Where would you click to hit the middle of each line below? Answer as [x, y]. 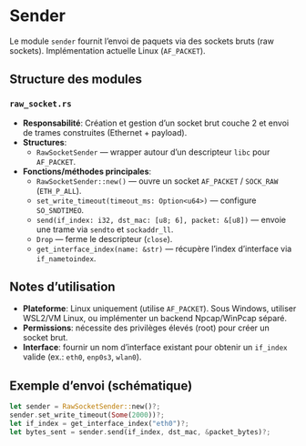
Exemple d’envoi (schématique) [101, 385]
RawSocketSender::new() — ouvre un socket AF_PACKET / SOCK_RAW [157, 181]
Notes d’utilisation [62, 287]
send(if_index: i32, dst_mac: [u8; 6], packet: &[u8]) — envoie [161, 219]
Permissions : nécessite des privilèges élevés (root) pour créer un [146, 328]
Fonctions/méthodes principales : [87, 171]
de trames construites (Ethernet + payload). [105, 132]
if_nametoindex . [66, 258]
